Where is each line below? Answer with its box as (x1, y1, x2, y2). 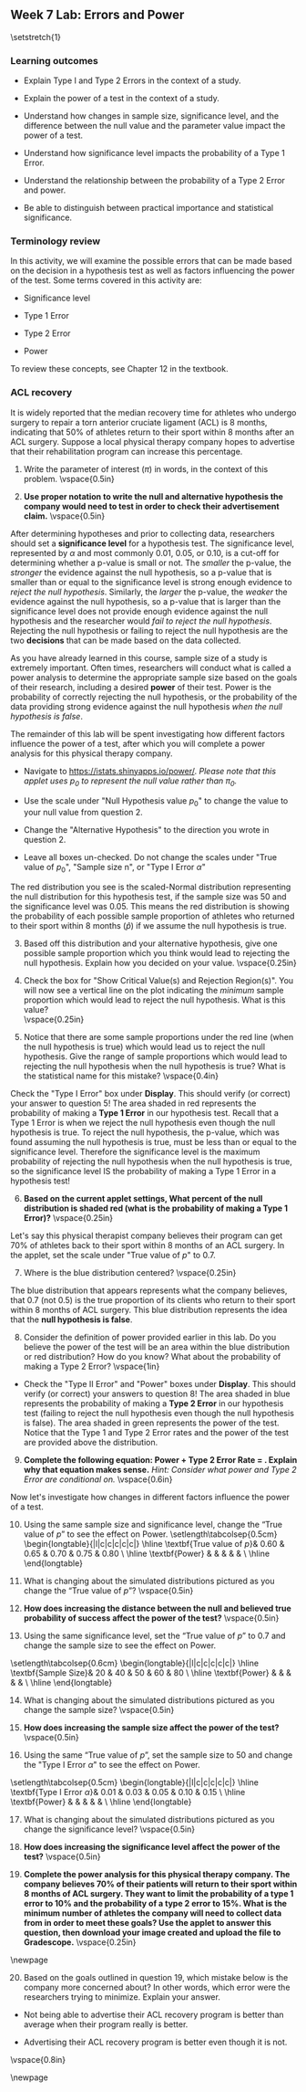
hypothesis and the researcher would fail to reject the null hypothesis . (10, 615, 272, 626)
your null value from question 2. (23, 807, 144, 818)
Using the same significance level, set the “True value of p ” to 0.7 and (23, 1630, 286, 1642)
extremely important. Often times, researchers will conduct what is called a (10, 662, 292, 673)
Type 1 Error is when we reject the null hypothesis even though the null (10, 1118, 276, 1129)
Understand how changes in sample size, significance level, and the (23, 110, 280, 121)
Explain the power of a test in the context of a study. (23, 93, 219, 104)
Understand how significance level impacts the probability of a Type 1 (23, 148, 285, 159)
